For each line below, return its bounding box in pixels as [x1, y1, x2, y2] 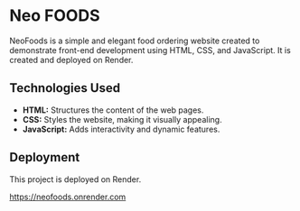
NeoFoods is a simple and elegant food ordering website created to [9, 35, 260, 46]
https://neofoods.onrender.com [9, 191, 127, 202]
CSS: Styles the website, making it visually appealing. [22, 114, 223, 124]
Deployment [9, 150, 80, 165]
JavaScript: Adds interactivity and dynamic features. [22, 124, 220, 134]
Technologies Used [9, 80, 120, 96]
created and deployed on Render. [9, 54, 134, 65]
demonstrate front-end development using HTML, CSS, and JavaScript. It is [9, 44, 291, 55]
